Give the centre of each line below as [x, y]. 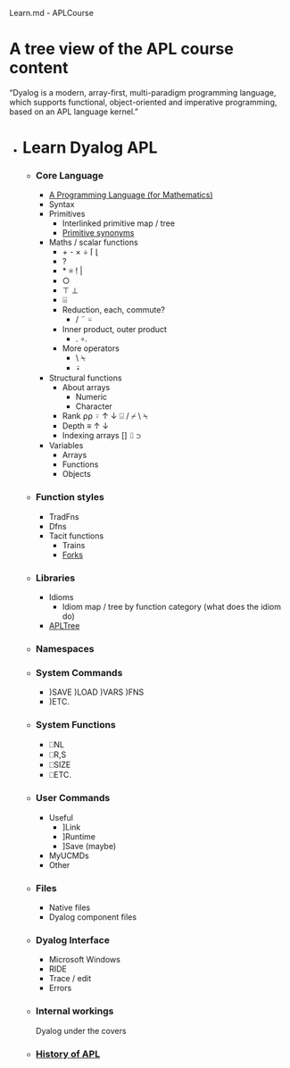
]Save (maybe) [89, 846]
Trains [74, 545]
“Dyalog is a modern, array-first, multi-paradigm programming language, [143, 92]
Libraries [55, 578]
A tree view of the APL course [121, 49]
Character [94, 406]
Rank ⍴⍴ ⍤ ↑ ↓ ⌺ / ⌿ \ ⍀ [105, 416]
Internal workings [75, 1011]
